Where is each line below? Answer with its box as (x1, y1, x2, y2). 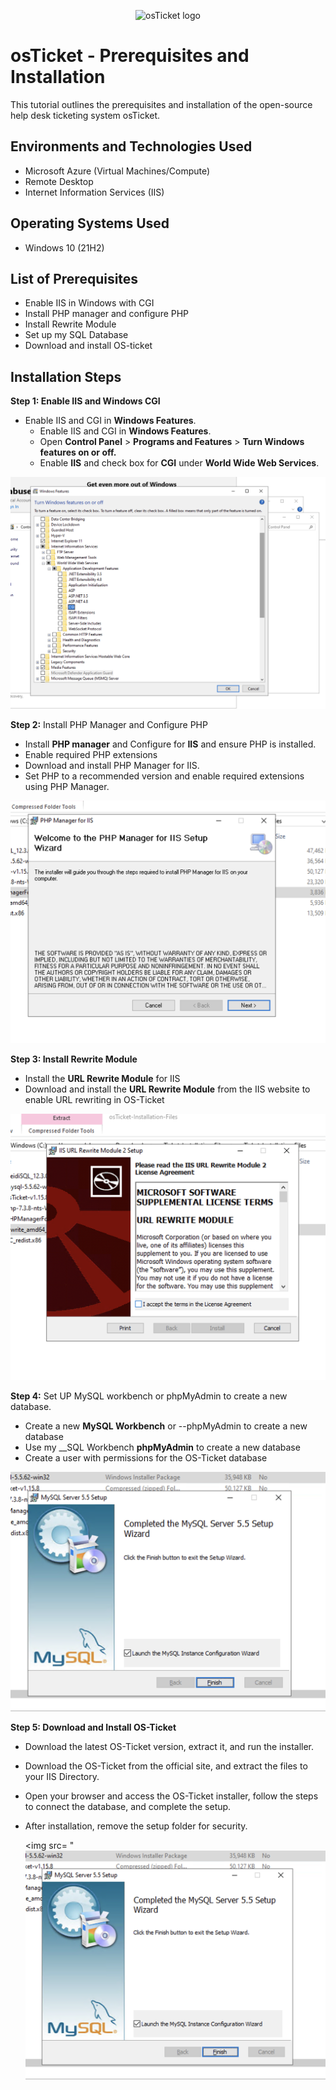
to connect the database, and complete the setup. (24, 1801, 232, 1813)
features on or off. (39, 446, 117, 459)
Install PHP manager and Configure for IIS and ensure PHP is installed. (24, 738, 317, 750)
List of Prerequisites (10, 270, 139, 287)
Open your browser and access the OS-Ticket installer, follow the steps (24, 1790, 319, 1802)
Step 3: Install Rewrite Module (10, 1053, 138, 1065)
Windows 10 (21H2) (24, 241, 105, 254)
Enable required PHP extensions (24, 748, 158, 760)
